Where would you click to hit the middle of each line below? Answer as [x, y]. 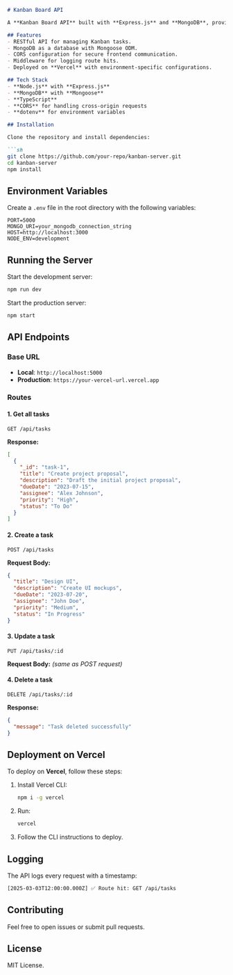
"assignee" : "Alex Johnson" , [62, 493]
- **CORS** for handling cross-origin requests [77, 106]
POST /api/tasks [31, 549]
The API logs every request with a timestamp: [72, 876]
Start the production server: [47, 303]
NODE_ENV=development [38, 239]
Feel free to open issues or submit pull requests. [76, 927]
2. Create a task [31, 535]
